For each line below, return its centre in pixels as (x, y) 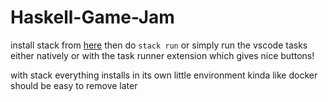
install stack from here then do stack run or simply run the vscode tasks (159, 45)
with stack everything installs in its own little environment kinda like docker (164, 75)
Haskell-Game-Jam (92, 17)
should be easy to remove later (74, 85)
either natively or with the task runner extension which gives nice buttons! (162, 55)
